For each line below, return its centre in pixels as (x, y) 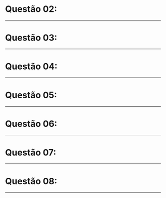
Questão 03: (31, 38)
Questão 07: (31, 152)
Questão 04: (31, 66)
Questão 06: (31, 124)
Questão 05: (31, 95)
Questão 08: (31, 181)
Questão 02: (31, 9)
